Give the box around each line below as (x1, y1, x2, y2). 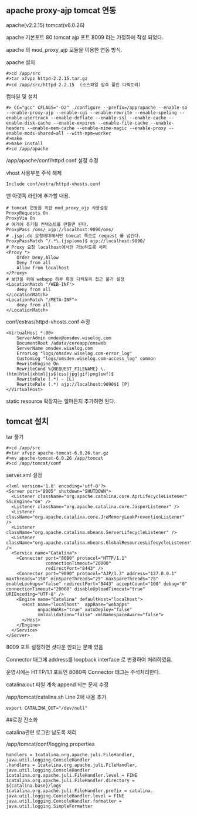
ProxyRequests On (6, 210, 49, 216)
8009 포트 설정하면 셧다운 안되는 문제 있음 (6, 643, 104, 650)
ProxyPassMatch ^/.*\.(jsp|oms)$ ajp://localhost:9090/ (6, 238, 145, 244)
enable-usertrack (6, 115, 49, 121)
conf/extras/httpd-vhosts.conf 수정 (6, 318, 90, 325)
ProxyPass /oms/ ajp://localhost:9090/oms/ (6, 226, 114, 232)
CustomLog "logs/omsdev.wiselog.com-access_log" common (16, 355, 157, 362)
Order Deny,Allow (16, 255, 59, 260)
